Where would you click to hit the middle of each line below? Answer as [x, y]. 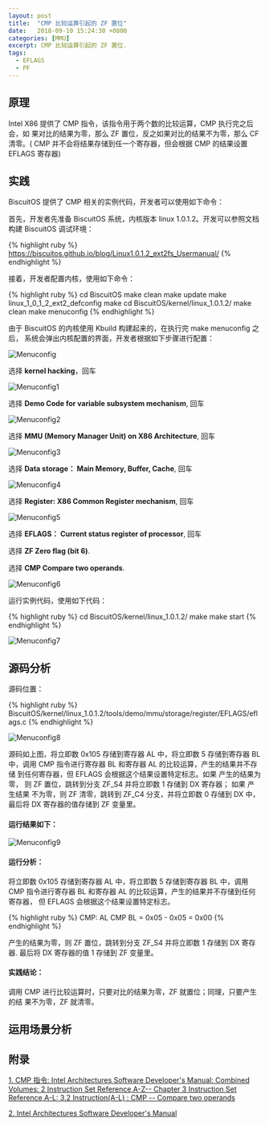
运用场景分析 [40, 1029]
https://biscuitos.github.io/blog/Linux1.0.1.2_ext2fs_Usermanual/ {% [120, 254]
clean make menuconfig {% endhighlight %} [82, 312]
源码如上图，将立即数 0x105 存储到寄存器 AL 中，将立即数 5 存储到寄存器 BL [134, 754]
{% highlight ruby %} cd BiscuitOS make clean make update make [118, 295]
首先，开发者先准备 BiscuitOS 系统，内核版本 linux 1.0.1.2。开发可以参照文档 [134, 219]
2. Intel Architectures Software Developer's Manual [93, 1113]
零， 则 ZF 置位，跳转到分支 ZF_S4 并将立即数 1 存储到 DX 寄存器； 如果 [127, 784]
